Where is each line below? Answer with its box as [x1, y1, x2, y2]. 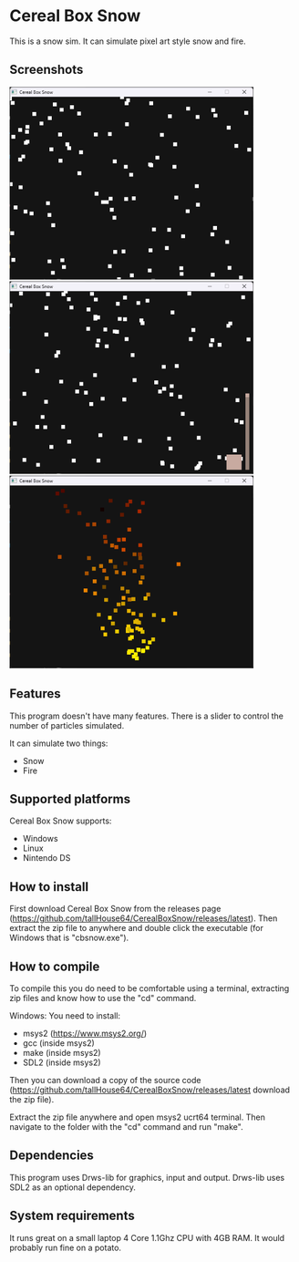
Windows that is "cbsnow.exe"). [9, 932, 129, 944]
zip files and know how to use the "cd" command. [9, 993, 197, 1003]
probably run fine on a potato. [9, 1242, 121, 1253]
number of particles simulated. [9, 719, 125, 730]
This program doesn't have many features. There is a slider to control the [9, 710, 284, 721]
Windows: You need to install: [9, 1010, 121, 1021]
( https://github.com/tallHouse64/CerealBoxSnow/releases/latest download [9, 1084, 290, 1095]
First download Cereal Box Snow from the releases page [9, 904, 222, 915]
